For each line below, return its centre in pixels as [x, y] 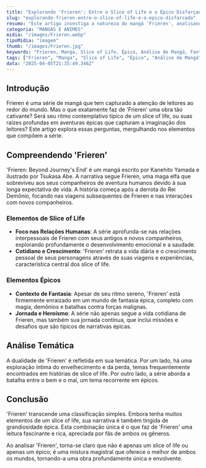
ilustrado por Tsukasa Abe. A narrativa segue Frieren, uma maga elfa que [99, 176]
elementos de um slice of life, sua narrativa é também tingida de [87, 421]
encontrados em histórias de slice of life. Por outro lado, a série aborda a [98, 373]
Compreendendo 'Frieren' [57, 155]
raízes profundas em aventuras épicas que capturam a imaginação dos [96, 123]
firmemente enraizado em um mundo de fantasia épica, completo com [104, 300]
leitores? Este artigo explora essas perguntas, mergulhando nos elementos [101, 129]
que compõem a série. [35, 136]
